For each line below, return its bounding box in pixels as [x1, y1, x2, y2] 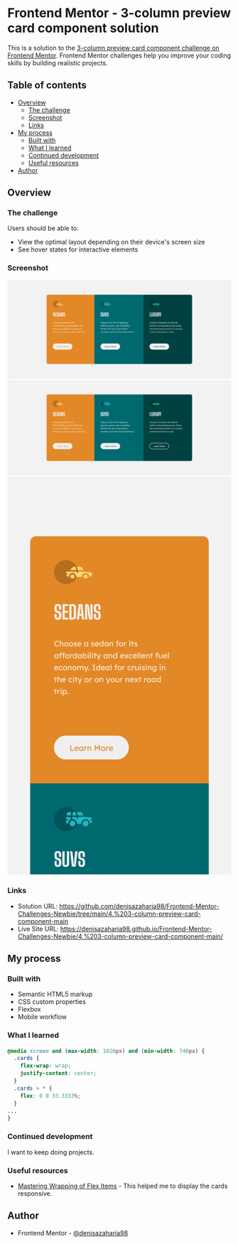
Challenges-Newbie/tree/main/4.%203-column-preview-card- [17, 909, 201, 918]
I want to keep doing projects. [7, 1147, 94, 1156]
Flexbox [17, 1005, 41, 1014]
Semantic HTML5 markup [17, 990, 93, 999]
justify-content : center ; [20, 1070, 97, 1077]
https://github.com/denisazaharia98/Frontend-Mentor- [59, 902, 220, 910]
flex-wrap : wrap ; [20, 1062, 72, 1070]
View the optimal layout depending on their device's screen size [17, 238, 205, 247]
